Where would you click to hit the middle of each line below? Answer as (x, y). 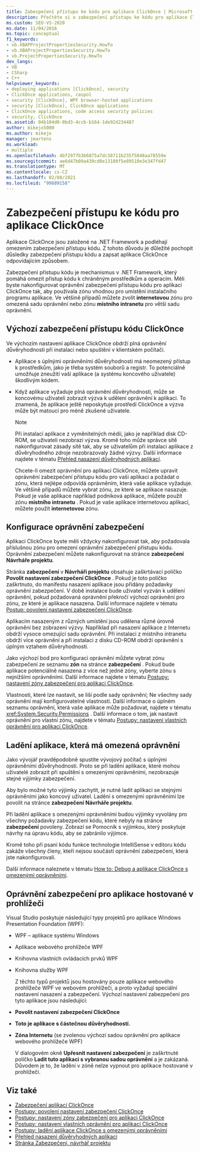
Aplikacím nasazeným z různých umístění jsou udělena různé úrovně (90, 621)
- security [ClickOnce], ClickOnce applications (68, 106)
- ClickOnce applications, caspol (49, 95)
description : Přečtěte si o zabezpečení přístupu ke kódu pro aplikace (97, 17)
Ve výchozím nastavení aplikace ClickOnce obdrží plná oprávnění (86, 343)
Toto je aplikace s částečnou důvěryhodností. (73, 1023)
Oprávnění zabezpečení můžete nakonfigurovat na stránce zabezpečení (95, 554)
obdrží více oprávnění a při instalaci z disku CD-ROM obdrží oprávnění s (95, 640)
